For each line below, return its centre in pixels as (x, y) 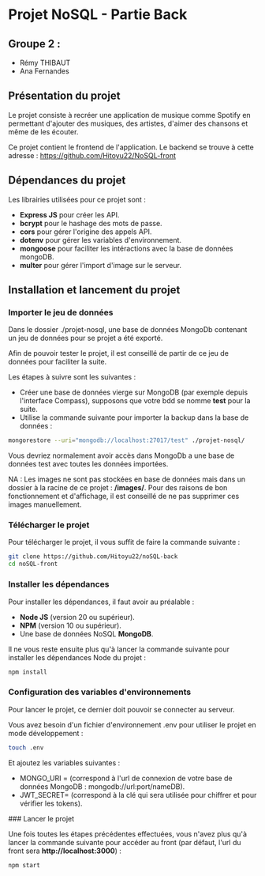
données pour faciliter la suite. (58, 362)
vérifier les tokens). (51, 803)
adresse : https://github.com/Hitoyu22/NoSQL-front (92, 155)
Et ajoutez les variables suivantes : (64, 763)
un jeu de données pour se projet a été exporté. (86, 338)
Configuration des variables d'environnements (100, 692)
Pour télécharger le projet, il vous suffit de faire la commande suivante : (124, 542)
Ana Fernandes (44, 71)
